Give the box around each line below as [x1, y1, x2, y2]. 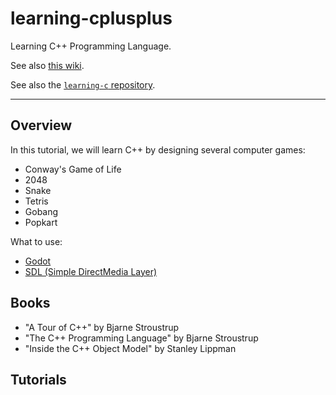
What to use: [10, 235, 63, 247]
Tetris [24, 195, 49, 207]
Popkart [24, 216, 58, 228]
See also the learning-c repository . [10, 78, 156, 91]
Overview [10, 117, 73, 134]
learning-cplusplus [10, 7, 173, 30]
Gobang [24, 205, 59, 217]
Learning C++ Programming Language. [10, 40, 172, 52]
